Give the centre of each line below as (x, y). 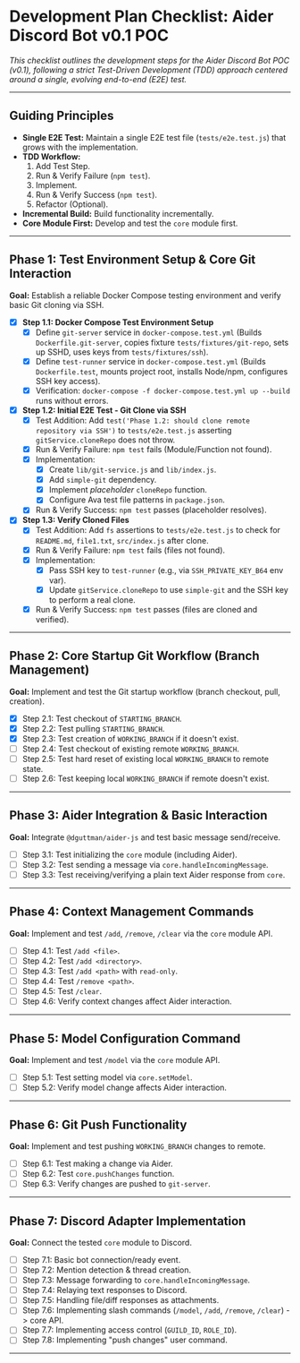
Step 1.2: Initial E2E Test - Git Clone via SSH (104, 410)
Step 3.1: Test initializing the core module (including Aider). (130, 854)
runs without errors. (72, 400)
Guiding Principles (62, 116)
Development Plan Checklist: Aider (142, 17)
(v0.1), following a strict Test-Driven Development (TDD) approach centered (149, 70)
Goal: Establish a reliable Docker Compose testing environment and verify (145, 295)
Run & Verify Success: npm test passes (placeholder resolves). (151, 510)
